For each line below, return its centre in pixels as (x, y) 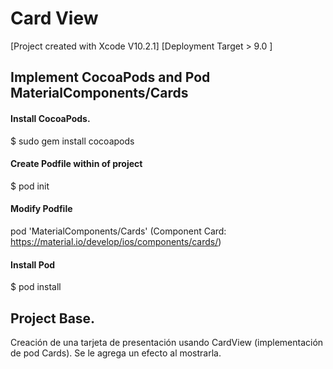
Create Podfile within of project (76, 164)
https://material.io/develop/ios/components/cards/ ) (116, 241)
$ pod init (30, 186)
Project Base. (53, 318)
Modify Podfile (41, 209)
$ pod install (36, 287)
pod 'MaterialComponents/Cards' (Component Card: (118, 231)
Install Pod (33, 264)
